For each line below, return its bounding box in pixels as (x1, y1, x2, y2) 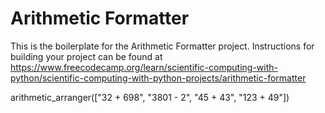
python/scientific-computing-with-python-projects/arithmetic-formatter (10, 72, 307, 84)
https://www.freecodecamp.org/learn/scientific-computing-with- (10, 61, 278, 73)
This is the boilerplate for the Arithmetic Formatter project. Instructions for (10, 40, 315, 52)
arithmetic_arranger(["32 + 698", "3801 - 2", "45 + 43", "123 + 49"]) (10, 91, 290, 103)
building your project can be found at (10, 50, 163, 62)
